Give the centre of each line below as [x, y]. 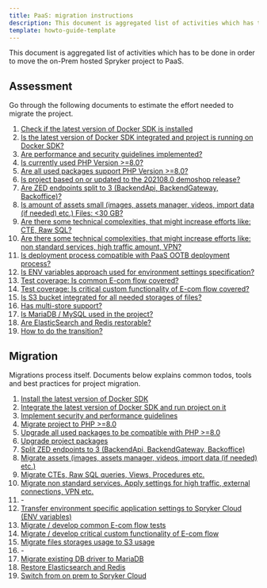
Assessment [41, 86]
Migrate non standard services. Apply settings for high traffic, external [135, 483]
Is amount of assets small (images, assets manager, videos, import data [137, 205]
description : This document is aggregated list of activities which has [132, 23]
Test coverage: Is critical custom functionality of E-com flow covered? [135, 289]
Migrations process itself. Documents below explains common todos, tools [130, 375]
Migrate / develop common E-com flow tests [93, 525]
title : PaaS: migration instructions [71, 15]
